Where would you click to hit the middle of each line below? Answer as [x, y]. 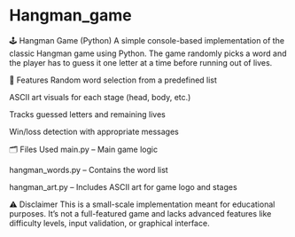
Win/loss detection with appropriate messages [94, 131]
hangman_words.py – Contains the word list [89, 170]
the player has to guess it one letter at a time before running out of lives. [141, 62]
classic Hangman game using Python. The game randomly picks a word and [148, 53]
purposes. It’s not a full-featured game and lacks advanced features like [140, 213]
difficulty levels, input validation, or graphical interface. [109, 223]
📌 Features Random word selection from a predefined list [113, 80]
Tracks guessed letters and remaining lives [87, 114]
